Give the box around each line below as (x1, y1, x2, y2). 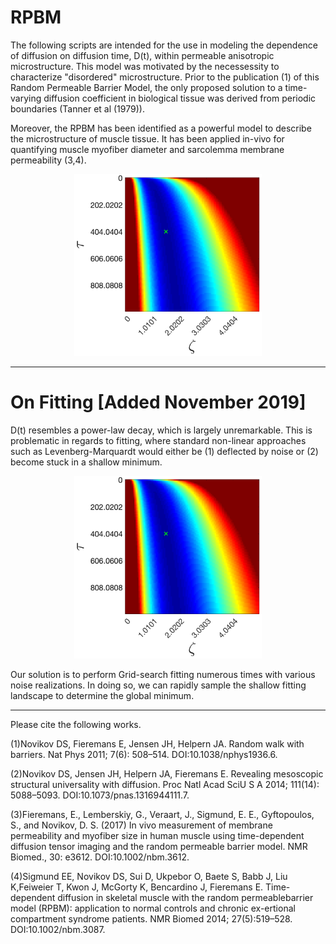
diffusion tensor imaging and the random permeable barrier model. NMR (10, 840, 308, 852)
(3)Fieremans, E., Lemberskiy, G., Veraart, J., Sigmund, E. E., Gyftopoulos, (10, 808, 315, 820)
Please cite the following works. (10, 718, 142, 730)
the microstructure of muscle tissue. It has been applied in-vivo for (10, 132, 285, 145)
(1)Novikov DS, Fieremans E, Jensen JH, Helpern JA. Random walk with (10, 737, 305, 750)
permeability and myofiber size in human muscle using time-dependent (10, 829, 305, 841)
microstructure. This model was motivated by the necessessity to (10, 60, 280, 72)
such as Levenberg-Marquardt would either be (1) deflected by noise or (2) (10, 446, 319, 458)
